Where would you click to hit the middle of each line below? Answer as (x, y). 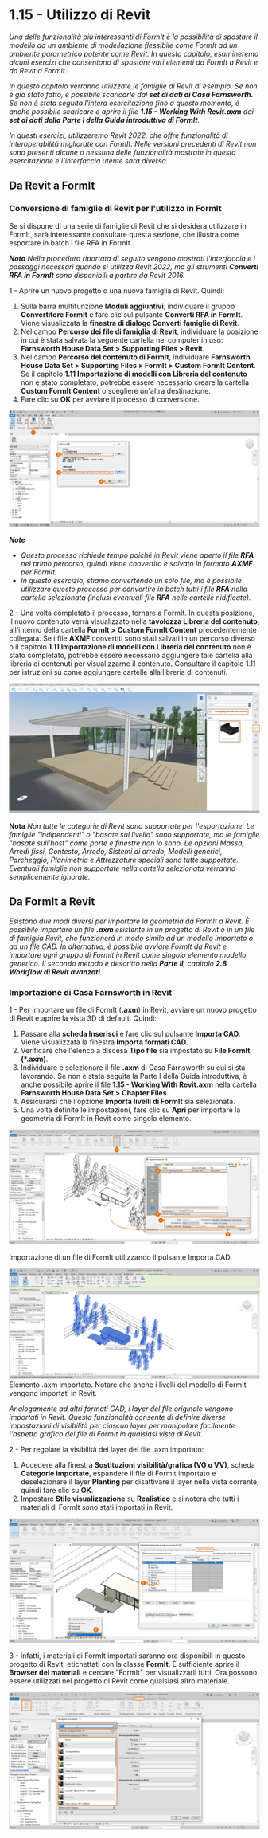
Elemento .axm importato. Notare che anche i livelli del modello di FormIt (128, 1385)
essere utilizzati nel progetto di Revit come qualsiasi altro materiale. (119, 1681)
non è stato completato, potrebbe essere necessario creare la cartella (135, 382)
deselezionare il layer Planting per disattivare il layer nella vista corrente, (140, 1482)
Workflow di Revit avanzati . (56, 972)
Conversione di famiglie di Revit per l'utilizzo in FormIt (115, 209)
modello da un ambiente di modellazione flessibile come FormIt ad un (123, 45)
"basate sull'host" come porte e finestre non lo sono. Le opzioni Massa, (127, 843)
